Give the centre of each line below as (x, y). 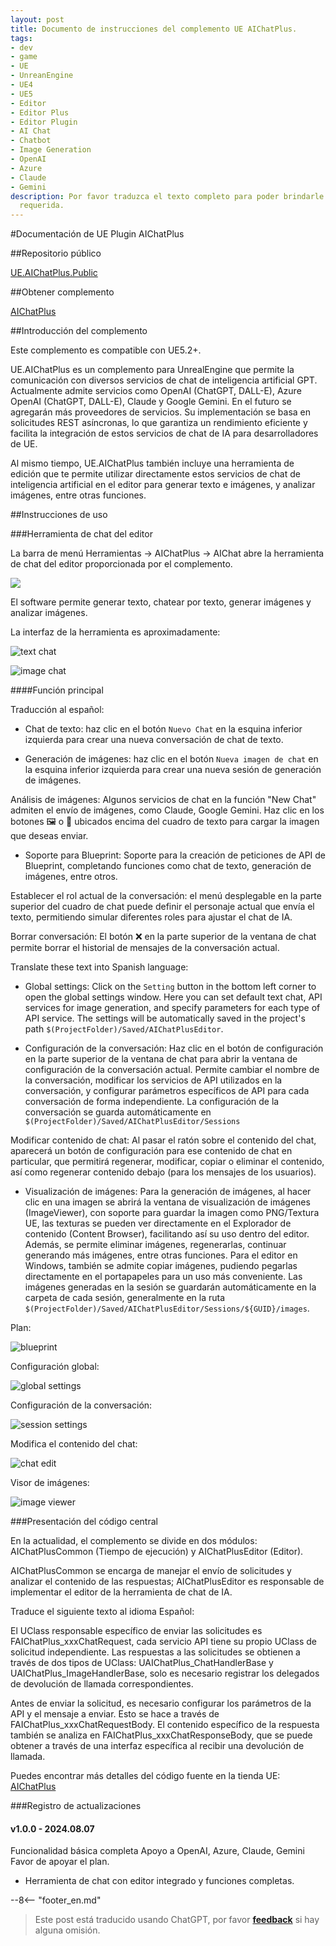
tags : (21, 38)
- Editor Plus (40, 112)
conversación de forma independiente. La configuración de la (152, 1102)
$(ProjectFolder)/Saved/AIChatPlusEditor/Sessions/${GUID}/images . (167, 1308)
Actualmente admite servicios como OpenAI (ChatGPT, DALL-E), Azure (156, 391)
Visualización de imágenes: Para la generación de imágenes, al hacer (168, 1192)
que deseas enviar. (49, 836)
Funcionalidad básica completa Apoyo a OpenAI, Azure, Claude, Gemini (157, 1851)
